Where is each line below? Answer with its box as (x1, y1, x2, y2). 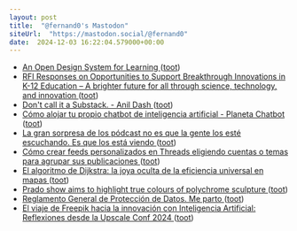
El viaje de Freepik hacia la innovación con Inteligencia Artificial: (21, 203, 256, 213)
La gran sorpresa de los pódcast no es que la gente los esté (21, 127, 241, 138)
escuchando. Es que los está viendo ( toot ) (21, 137, 177, 148)
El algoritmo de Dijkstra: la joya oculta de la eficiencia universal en (21, 166, 264, 176)
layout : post (9, 12, 58, 22)
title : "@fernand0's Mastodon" (9, 21, 129, 30)
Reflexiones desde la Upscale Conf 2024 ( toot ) (21, 212, 194, 223)
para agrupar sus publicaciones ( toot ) (21, 156, 160, 166)
